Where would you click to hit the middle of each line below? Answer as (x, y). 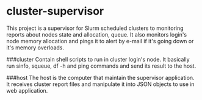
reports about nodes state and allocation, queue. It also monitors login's (97, 34)
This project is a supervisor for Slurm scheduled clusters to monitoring (95, 28)
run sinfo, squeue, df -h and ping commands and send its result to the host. (101, 66)
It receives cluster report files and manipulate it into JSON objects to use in (100, 84)
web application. (27, 90)
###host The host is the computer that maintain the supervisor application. (100, 77)
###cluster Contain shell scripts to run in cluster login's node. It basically (98, 59)
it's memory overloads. (35, 48)
